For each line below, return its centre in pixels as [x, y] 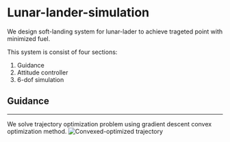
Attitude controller [42, 72]
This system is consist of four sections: [62, 52]
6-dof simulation [40, 79]
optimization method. [37, 131]
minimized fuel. [29, 38]
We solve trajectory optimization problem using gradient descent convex [110, 124]
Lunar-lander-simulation [78, 13]
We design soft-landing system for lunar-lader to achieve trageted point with [115, 31]
